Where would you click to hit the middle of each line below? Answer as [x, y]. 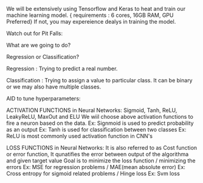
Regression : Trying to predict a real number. [62, 68]
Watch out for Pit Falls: [35, 33]
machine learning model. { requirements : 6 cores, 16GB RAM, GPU [90, 15]
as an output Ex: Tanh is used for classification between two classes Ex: [96, 129]
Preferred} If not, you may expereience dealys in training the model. [91, 22]
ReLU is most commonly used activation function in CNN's [80, 136]
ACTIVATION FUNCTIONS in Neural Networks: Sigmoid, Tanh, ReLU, [92, 110]
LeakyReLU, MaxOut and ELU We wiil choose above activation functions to [100, 117]
